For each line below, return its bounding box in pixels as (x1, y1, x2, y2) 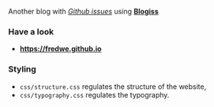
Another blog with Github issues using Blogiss (8, 7, 160, 16)
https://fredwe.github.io (19, 44, 102, 53)
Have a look (8, 26, 54, 37)
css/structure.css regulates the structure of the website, (19, 82, 207, 91)
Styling (8, 64, 37, 75)
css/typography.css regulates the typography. (19, 90, 170, 99)
